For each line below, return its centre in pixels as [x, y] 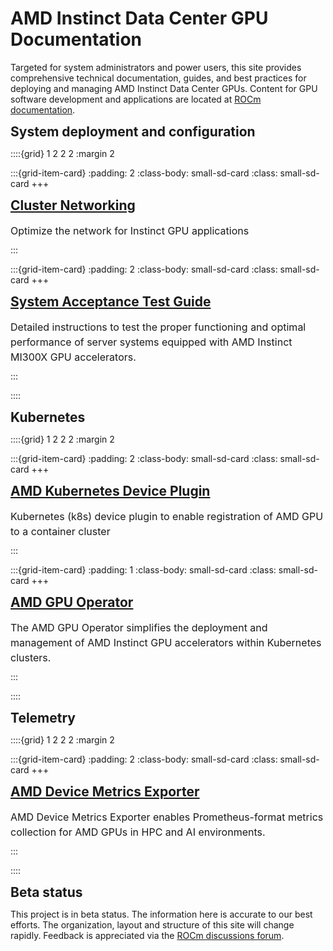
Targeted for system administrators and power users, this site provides [156, 67]
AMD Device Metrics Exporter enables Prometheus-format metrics [167, 817]
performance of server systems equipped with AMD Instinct [151, 342]
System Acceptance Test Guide [111, 301]
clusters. [31, 657]
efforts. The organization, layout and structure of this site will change [152, 924]
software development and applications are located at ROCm [136, 99]
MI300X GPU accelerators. [73, 357]
